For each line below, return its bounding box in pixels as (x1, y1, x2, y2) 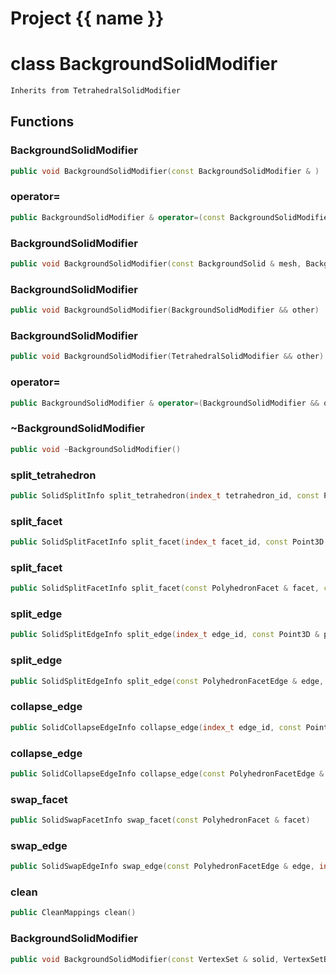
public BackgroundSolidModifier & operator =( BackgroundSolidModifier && (10, 398, 320, 408)
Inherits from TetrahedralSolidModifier (10, 86, 182, 96)
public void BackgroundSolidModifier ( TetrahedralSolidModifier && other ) (10, 352, 325, 362)
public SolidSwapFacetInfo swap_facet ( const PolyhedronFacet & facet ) (10, 815, 311, 826)
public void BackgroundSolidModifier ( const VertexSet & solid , (10, 954, 280, 964)
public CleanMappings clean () (10, 908, 137, 918)
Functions (10, 113, 75, 131)
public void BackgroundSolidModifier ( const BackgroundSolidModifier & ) (10, 166, 320, 176)
